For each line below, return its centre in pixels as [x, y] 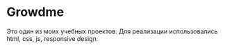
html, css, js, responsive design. [52, 38]
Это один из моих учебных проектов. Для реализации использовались [112, 31]
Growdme [35, 12]
